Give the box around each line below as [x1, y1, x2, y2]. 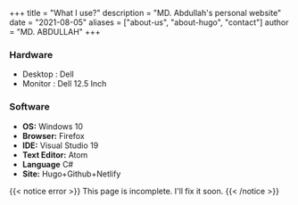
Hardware [9, 48, 54, 61]
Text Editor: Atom [21, 149, 88, 160]
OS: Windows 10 [21, 120, 83, 132]
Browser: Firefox [21, 130, 85, 141]
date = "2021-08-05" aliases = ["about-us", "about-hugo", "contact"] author [9, 17, 289, 28]
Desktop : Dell [21, 69, 74, 79]
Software [9, 101, 51, 113]
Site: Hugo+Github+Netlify [21, 168, 121, 179]
